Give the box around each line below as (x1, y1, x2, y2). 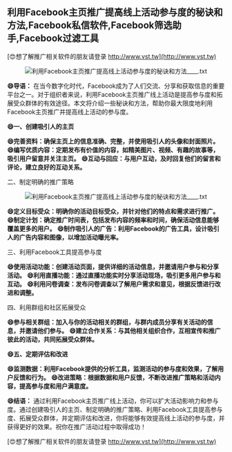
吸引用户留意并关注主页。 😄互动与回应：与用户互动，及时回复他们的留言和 (7, 154, 221, 163)
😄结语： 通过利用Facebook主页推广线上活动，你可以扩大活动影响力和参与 (7, 397, 219, 405)
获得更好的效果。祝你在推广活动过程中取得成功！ (7, 422, 146, 431)
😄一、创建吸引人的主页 (7, 122, 75, 130)
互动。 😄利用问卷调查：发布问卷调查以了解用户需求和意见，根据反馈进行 (7, 280, 215, 288)
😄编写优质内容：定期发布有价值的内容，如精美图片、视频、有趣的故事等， (7, 145, 220, 154)
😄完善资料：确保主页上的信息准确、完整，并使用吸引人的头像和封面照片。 (7, 137, 220, 145)
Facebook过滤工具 (19, 33, 99, 44)
